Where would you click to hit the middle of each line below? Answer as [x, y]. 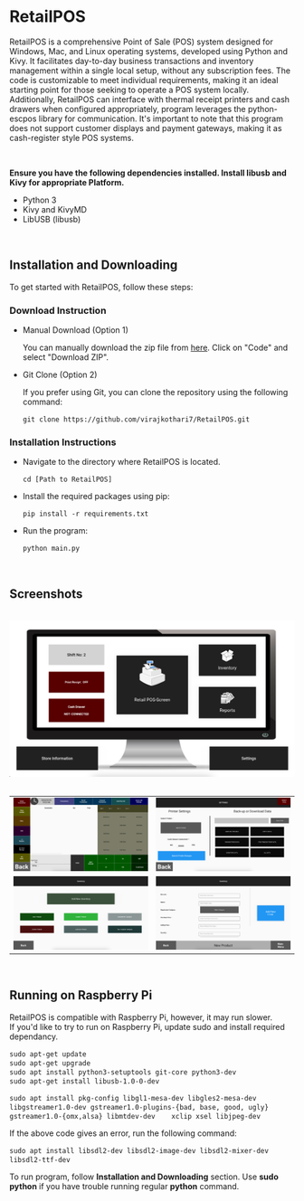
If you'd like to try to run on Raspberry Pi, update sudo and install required [147, 1026]
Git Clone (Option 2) [60, 375]
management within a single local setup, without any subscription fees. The [150, 71]
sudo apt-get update [48, 1054]
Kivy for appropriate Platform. [67, 182]
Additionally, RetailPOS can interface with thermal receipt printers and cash [150, 99]
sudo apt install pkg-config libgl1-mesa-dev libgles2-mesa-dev [133, 1098]
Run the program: [55, 531]
